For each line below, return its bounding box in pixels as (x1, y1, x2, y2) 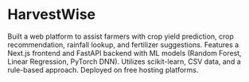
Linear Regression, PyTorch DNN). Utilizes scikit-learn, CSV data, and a (7, 57, 241, 66)
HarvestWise (7, 6, 96, 24)
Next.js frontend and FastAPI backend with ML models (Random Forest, (7, 48, 242, 58)
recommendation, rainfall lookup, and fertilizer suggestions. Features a (7, 39, 239, 49)
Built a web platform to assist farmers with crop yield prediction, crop (7, 32, 234, 41)
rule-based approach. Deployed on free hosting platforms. (7, 65, 199, 74)
